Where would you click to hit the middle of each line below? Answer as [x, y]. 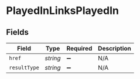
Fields [18, 32]
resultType [24, 68]
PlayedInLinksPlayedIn [62, 11]
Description [115, 49]
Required [79, 49]
